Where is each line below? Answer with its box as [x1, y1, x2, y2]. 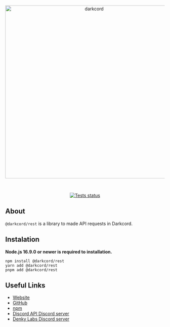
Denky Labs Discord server [12, 316, 70, 322]
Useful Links [5, 281, 46, 290]
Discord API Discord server [12, 311, 69, 317]
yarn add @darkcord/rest [5, 263, 58, 268]
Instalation [5, 235, 39, 244]
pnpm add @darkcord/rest [5, 267, 58, 272]
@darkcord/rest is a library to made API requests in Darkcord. [5, 221, 133, 227]
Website [12, 295, 30, 301]
